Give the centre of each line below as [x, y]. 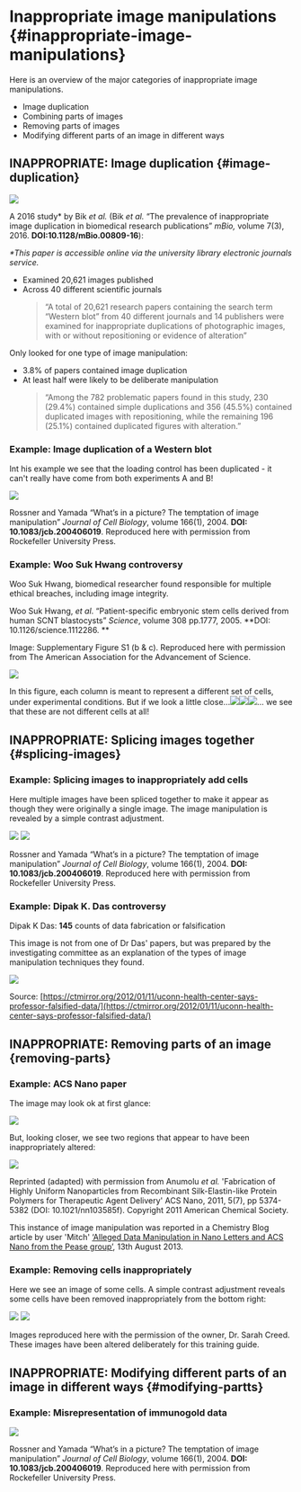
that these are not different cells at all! [80, 711]
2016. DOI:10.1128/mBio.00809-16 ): [76, 235]
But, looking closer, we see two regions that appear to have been [129, 1138]
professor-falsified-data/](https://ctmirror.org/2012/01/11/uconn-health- [142, 1006]
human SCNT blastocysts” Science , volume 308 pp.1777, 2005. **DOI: [140, 621]
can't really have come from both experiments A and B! [111, 478]
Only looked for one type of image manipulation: [99, 353]
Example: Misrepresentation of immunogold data [118, 1412]
